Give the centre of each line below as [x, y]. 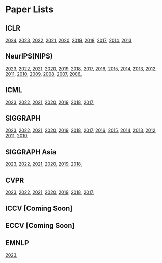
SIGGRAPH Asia [31, 152]
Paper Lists [30, 9]
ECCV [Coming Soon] [40, 226]
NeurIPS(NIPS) [29, 56]
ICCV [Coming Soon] [39, 208]
